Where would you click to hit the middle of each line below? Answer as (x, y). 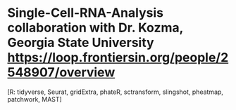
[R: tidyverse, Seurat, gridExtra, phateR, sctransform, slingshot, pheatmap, (116, 92)
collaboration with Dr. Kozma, (95, 28)
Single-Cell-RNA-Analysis (86, 13)
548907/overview (61, 73)
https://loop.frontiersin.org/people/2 (118, 58)
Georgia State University (81, 43)
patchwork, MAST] (35, 99)
